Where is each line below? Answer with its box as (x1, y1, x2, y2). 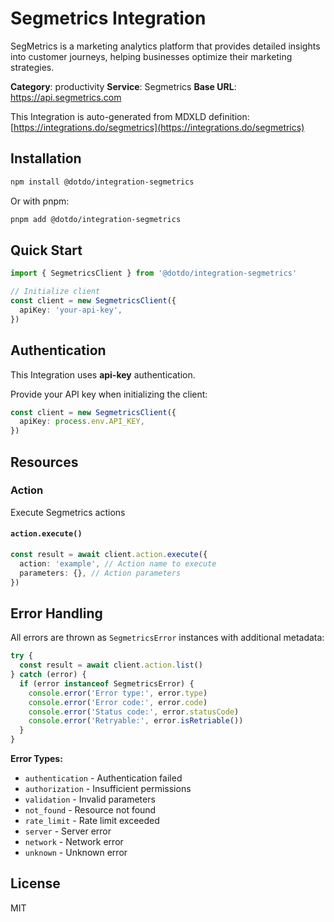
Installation (10, 150, 82, 167)
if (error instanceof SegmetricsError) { (19, 678, 195, 689)
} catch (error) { (10, 670, 87, 680)
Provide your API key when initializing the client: (10, 388, 208, 400)
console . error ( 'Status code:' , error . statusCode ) (28, 707, 240, 717)
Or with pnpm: (10, 195, 70, 207)
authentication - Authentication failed (24, 772, 183, 784)
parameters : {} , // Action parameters (19, 568, 182, 578)
